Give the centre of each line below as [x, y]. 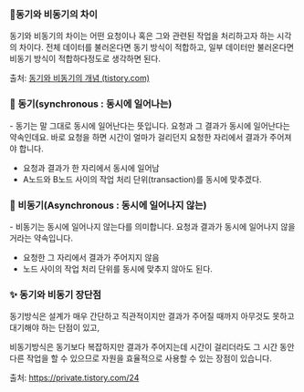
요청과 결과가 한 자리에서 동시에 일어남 [91, 168]
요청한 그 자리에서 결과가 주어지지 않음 [91, 257]
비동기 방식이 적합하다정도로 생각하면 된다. [85, 59]
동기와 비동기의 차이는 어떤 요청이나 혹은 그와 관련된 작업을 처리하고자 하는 [142, 36]
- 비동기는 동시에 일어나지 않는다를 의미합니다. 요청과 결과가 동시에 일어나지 [144, 226]
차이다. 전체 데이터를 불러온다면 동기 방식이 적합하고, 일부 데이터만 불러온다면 [157, 47]
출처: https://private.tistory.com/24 [74, 378]
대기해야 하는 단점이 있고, [55, 328]
